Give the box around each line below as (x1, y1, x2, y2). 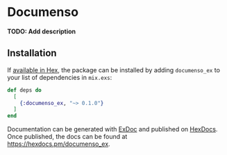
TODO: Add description (7, 27, 76, 35)
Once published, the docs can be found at (7, 133, 128, 141)
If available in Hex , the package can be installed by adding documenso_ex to (7, 65, 221, 74)
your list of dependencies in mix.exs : (7, 73, 112, 81)
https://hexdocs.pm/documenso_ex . (7, 140, 110, 148)
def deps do (7, 86, 42, 94)
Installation (7, 47, 57, 59)
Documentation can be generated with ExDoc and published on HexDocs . (7, 125, 218, 133)
